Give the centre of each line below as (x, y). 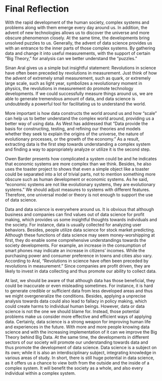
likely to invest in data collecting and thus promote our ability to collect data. (81, 271)
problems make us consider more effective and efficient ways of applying (78, 317)
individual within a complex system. (40, 373)
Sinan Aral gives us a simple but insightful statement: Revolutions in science (81, 68)
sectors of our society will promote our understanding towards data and (77, 342)
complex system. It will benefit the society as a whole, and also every (74, 368)
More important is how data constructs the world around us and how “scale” (81, 113)
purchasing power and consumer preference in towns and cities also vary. (79, 255)
